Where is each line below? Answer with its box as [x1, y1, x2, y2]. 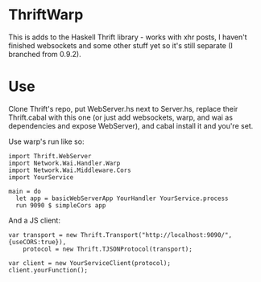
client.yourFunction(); [8, 266, 89, 274]
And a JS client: [8, 215, 60, 225]
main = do [8, 187, 42, 195]
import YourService [8, 173, 74, 182]
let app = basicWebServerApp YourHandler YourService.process [15, 194, 229, 202]
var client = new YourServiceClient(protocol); [8, 259, 172, 267]
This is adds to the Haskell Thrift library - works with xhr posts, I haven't [8, 32, 247, 42]
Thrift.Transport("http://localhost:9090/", [80, 231, 232, 239]
